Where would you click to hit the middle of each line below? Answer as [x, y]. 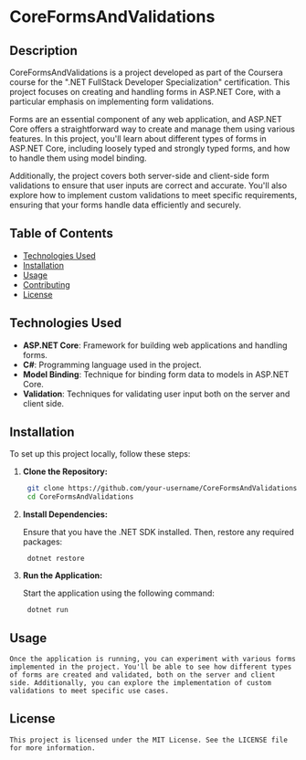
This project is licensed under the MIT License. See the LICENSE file [148, 740]
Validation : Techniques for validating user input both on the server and [156, 394]
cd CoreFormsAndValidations [80, 497]
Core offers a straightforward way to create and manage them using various [152, 129]
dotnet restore [56, 559]
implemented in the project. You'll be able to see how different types [151, 667]
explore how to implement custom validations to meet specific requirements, [153, 195]
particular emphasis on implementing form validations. [112, 101]
